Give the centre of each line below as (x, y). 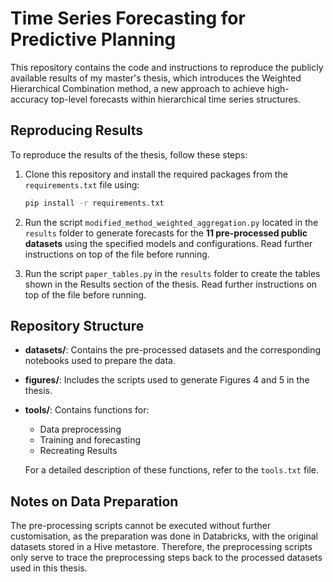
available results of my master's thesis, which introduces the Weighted (156, 78)
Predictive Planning (93, 39)
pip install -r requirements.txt (94, 203)
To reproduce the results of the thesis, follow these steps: (129, 154)
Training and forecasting (90, 440)
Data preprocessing (80, 429)
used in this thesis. (49, 568)
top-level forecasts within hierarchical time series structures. (176, 99)
